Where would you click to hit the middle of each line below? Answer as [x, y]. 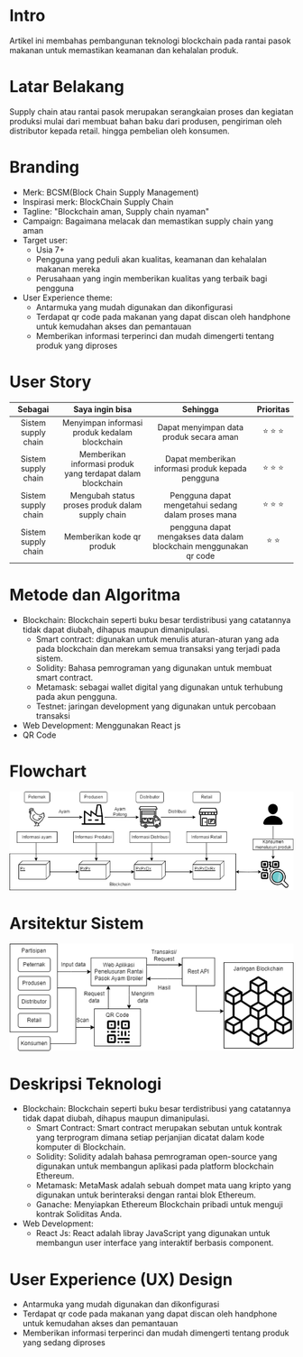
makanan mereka [68, 269]
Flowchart [48, 771]
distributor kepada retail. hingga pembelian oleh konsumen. [119, 131]
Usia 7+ [50, 250]
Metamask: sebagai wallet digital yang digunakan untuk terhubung [160, 687]
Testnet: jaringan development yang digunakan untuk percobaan [156, 706]
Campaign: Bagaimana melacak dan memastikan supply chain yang [147, 221]
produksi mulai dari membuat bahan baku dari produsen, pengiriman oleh [146, 121]
